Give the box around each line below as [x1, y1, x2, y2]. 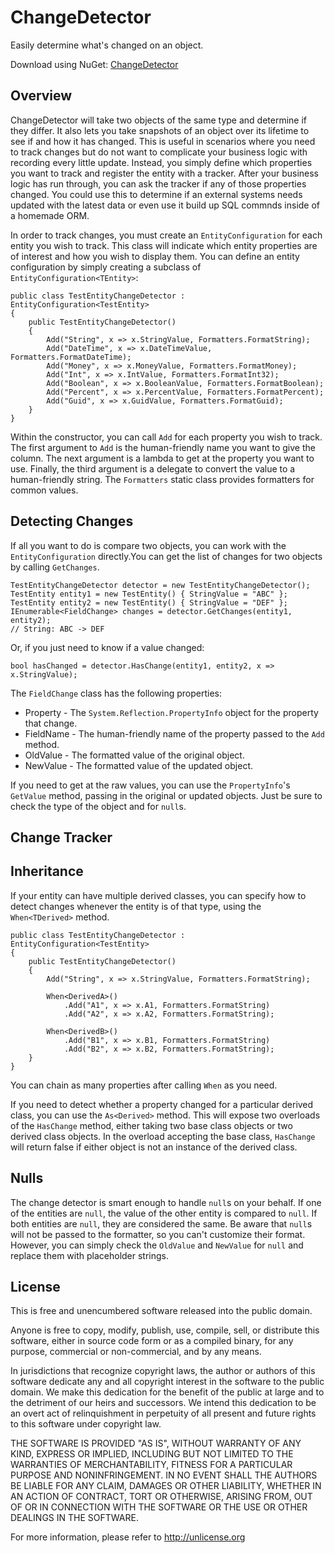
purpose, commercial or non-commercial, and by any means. [10, 1346, 262, 1358]
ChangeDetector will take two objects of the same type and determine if [10, 114, 308, 126]
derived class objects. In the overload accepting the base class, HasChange [10, 1130, 316, 1142]
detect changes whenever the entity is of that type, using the [10, 900, 262, 912]
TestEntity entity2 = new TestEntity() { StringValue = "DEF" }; [10, 597, 288, 608]
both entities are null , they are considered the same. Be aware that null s [10, 1217, 313, 1230]
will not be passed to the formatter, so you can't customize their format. [10, 1228, 306, 1240]
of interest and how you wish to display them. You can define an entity [10, 250, 300, 262]
